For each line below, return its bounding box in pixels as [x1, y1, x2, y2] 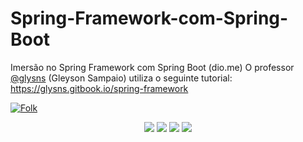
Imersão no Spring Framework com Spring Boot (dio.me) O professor [10, 61, 295, 73]
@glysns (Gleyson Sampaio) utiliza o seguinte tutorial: [10, 72, 233, 84]
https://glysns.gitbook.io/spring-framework [10, 82, 189, 94]
